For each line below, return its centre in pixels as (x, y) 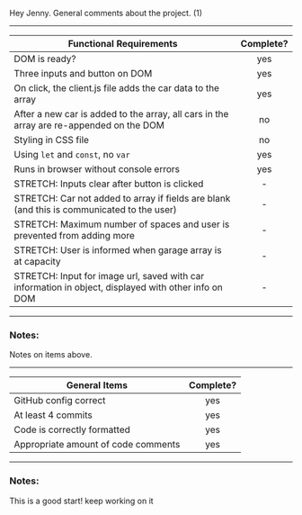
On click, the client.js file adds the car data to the (117, 88)
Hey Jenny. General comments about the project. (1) (106, 13)
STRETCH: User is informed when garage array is (118, 250)
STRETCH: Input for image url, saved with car (109, 276)
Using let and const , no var (72, 154)
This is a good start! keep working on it (82, 501)
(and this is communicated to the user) (95, 209)
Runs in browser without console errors (97, 169)
